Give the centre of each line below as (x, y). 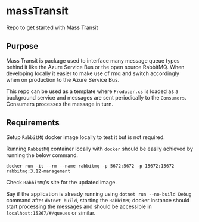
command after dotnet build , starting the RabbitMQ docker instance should (98, 200)
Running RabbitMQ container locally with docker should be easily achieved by (100, 149)
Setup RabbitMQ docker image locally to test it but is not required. (85, 137)
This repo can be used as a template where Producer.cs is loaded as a (92, 91)
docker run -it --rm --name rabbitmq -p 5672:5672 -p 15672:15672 (90, 166)
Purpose (22, 46)
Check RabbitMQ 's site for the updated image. (62, 182)
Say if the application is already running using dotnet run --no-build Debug (99, 194)
